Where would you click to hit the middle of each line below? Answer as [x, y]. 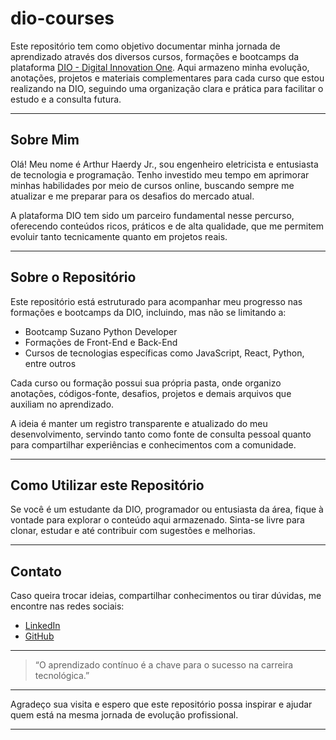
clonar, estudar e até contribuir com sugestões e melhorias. [133, 531]
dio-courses [62, 18]
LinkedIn [42, 626]
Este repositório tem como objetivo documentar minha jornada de [145, 46]
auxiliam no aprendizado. [62, 404]
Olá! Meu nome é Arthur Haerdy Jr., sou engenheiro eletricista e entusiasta [164, 164]
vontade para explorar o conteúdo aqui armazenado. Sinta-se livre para [157, 520]
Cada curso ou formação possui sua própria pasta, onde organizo [146, 383]
